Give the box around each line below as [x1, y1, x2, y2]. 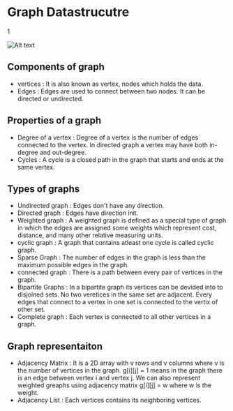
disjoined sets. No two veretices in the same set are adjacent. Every [17, 290, 213, 299]
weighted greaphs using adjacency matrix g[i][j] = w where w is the [17, 381, 211, 389]
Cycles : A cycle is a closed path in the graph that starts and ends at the [17, 155, 225, 164]
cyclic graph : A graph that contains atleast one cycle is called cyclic [17, 239, 214, 247]
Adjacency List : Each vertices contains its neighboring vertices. [17, 396, 202, 405]
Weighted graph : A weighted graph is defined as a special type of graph [17, 216, 227, 225]
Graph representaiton [7, 340, 103, 352]
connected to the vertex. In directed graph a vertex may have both [17, 140, 208, 149]
